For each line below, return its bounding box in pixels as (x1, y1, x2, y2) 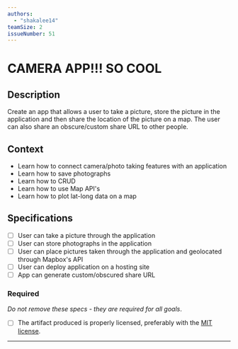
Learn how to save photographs (17, 169, 111, 178)
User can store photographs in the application (17, 239, 152, 248)
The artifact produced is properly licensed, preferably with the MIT (17, 319, 212, 327)
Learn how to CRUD (17, 177, 76, 185)
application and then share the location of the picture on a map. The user (7, 115, 221, 124)
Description (7, 88, 60, 101)
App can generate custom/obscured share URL (17, 270, 156, 280)
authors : (7, 10, 33, 18)
